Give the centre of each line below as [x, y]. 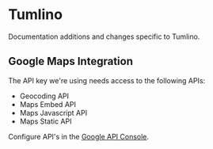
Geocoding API [44, 96]
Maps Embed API [48, 104]
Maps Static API [46, 121]
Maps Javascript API [53, 113]
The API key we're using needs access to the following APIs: [107, 80]
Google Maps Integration [70, 61]
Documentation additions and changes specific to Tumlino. [104, 36]
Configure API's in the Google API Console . [78, 136]
